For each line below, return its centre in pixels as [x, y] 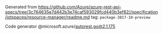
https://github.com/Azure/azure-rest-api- [80, 7]
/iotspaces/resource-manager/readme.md [47, 17]
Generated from [21, 7]
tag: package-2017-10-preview [121, 17]
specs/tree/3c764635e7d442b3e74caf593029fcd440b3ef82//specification [81, 12]
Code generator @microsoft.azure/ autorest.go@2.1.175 [60, 26]
